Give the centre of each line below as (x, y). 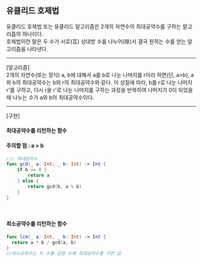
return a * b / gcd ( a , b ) (44, 242)
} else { (28, 181)
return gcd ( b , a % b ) (55, 186)
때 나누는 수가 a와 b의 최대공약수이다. (50, 97)
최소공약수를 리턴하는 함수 (37, 224)
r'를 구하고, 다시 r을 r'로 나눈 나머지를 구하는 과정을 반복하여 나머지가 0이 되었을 (100, 90)
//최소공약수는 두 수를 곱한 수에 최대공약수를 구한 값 (64, 254)
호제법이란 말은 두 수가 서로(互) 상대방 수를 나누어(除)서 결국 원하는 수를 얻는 (96, 41)
